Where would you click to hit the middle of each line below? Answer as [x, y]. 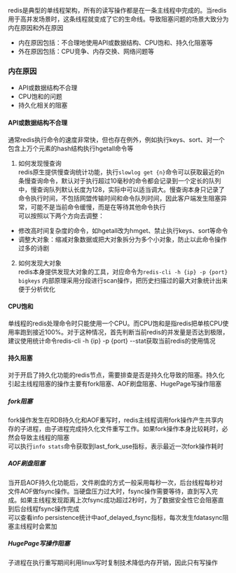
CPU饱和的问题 [40, 97]
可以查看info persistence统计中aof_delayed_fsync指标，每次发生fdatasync [115, 517]
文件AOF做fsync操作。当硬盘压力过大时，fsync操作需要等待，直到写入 [110, 491]
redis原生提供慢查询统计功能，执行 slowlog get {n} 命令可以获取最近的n [121, 172]
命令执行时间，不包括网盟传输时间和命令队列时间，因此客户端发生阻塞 [119, 198]
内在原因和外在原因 [36, 28]
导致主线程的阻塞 [44, 437]
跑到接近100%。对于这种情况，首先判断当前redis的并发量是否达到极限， [124, 332]
